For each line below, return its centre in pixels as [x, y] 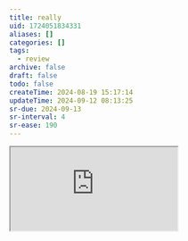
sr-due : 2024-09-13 [45, 109]
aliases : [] [31, 34]
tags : [19, 51]
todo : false [31, 84]
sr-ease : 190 [33, 126]
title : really [36, 17]
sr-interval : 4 [37, 117]
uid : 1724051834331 [45, 26]
